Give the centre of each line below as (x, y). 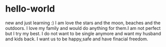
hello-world (30, 9)
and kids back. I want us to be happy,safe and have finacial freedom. (77, 39)
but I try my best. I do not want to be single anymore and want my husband (83, 33)
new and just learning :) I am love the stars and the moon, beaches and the (83, 23)
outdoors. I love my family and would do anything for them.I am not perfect (83, 28)
